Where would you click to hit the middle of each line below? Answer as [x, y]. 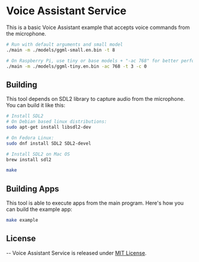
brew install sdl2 [29, 159]
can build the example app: [39, 209]
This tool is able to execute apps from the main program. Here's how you [95, 203]
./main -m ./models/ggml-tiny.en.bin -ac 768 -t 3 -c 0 [76, 66]
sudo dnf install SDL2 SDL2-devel [49, 143]
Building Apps [33, 189]
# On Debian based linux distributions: [57, 122]
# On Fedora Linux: [30, 138]
